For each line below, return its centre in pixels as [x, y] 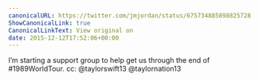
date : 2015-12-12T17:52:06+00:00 [64, 38]
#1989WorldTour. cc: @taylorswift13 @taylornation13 [95, 69]
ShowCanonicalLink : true [49, 23]
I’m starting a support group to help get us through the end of [109, 60]
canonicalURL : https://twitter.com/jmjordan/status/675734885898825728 [129, 15]
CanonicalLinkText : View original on [71, 30]
